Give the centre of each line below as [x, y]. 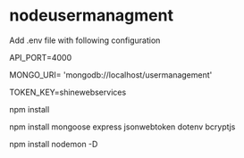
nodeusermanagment [92, 16]
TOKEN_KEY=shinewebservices [68, 92]
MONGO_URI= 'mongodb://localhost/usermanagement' [111, 75]
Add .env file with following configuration [85, 40]
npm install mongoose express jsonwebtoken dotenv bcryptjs [122, 127]
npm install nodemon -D [54, 144]
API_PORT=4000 [41, 57]
